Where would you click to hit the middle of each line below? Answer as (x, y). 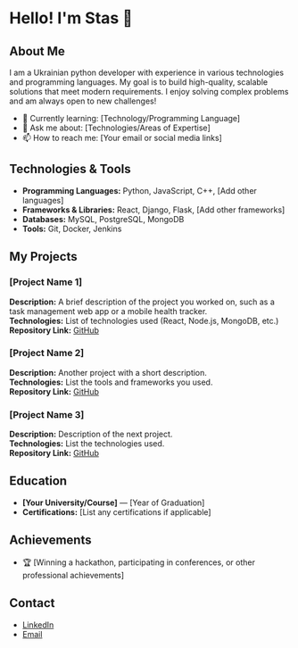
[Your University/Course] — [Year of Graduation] (113, 503)
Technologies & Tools (70, 169)
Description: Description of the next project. (91, 434)
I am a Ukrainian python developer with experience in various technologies (146, 72)
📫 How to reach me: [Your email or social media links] (122, 138)
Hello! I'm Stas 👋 (71, 18)
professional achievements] (73, 575)
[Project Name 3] (47, 414)
